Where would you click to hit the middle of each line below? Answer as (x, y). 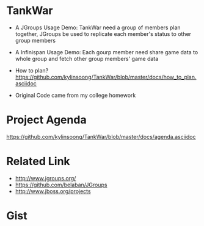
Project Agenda (46, 120)
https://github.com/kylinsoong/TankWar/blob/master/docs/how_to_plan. (106, 77)
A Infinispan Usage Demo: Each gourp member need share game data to (107, 52)
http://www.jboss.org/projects (53, 191)
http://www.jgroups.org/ (46, 178)
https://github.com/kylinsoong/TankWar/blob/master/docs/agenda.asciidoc (101, 136)
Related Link (38, 161)
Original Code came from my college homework (75, 95)
